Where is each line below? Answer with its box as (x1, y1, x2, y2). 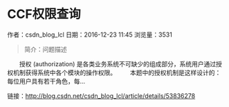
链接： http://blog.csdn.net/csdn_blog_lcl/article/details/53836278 (7, 91, 196, 100)
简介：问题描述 (24, 45, 67, 53)
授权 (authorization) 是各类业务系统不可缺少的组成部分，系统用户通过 (19, 59, 217, 68)
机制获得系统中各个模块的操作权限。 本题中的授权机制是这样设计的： (12, 68, 221, 77)
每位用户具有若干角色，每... (7, 77, 86, 85)
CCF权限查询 (7, 6, 81, 22)
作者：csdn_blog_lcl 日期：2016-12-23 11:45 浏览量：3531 (7, 30, 173, 39)
